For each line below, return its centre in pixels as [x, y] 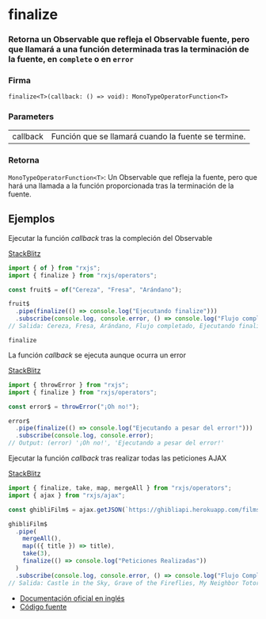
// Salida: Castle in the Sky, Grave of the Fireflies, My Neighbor [123, 583]
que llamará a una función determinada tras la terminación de [129, 49]
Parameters [31, 117]
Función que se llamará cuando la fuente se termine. [148, 136]
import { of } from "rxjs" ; [55, 268]
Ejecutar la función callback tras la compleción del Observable [110, 238]
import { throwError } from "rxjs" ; [68, 385]
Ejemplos [32, 219]
